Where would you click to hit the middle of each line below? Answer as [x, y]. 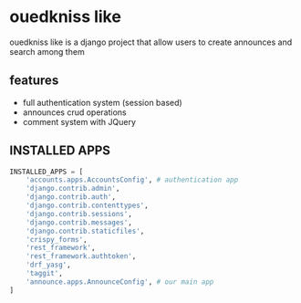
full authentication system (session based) [102, 102]
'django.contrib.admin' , [73, 189]
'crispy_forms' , [57, 239]
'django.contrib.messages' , [79, 222]
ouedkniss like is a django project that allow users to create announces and [151, 42]
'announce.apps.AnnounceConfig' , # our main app [120, 282]
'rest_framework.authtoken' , [81, 256]
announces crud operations [74, 112]
